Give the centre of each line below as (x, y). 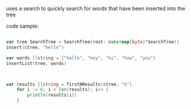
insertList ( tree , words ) (36, 63)
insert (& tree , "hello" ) (35, 47)
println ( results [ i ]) (52, 95)
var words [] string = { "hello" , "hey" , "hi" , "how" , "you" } (81, 58)
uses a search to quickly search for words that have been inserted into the (96, 8)
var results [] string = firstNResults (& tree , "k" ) (69, 84)
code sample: (23, 26)
